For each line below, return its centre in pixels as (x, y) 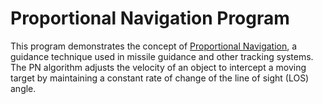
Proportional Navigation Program (150, 18)
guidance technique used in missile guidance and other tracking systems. (162, 56)
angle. (23, 88)
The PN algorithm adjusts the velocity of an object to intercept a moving (158, 67)
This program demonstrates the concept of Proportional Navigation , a (154, 46)
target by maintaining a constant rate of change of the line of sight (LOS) (160, 78)
